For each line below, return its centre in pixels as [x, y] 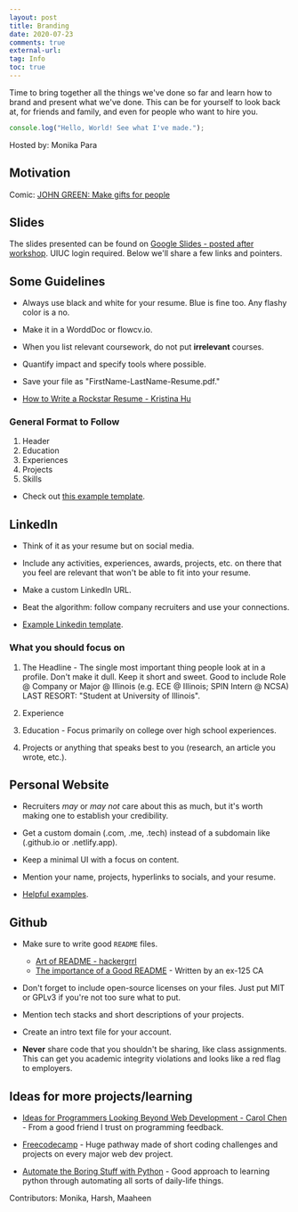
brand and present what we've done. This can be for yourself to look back [145, 102]
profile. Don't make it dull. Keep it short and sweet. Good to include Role [154, 676]
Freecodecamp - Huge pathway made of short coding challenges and [150, 1145]
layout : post [33, 17]
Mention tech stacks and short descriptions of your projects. [133, 1015]
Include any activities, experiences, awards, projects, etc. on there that [152, 564]
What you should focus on [67, 647]
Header [36, 441]
